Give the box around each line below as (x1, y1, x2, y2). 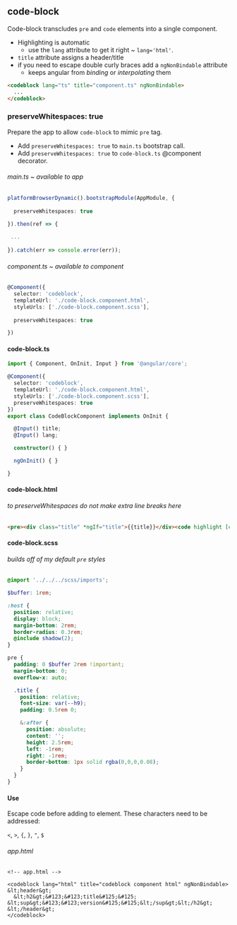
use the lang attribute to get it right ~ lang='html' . (28, 45, 174, 54)
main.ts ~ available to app (7, 172, 84, 181)
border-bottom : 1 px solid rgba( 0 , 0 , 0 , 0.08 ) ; (25, 759, 159, 766)
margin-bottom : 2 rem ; (13, 622, 78, 629)
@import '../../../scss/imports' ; (7, 577, 109, 584)
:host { (7, 602, 30, 610)
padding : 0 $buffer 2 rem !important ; (13, 661, 125, 668)
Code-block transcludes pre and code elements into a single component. (7, 24, 218, 33)
